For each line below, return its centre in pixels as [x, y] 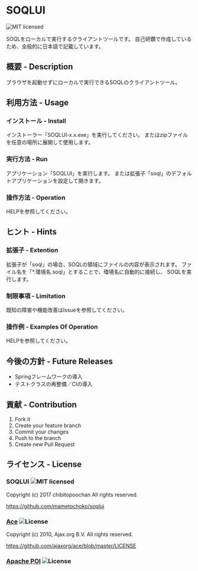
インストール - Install [36, 121]
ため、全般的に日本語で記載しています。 [55, 46]
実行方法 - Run [27, 159]
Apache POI [24, 561]
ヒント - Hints [32, 232]
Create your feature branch [48, 425]
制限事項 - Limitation [36, 296]
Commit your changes [42, 432]
